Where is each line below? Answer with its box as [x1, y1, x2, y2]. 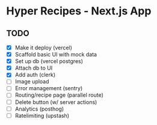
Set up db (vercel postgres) [14, 58, 83, 65]
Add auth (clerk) [14, 71, 56, 79]
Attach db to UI [14, 64, 53, 72]
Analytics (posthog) [14, 105, 64, 112]
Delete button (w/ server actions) [14, 98, 97, 106]
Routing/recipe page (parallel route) [14, 91, 103, 99]
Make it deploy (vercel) [14, 44, 72, 51]
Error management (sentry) [14, 85, 83, 92]
